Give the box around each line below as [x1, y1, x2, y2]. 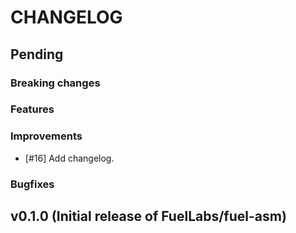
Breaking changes [10, 76, 101, 90]
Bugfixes [10, 177, 55, 191]
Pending [10, 46, 64, 63]
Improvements [10, 129, 83, 143]
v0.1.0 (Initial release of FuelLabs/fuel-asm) [10, 208, 287, 225]
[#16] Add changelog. [24, 152, 115, 164]
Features [10, 102, 55, 116]
